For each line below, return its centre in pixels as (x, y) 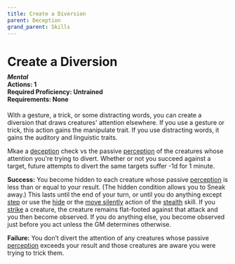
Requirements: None (38, 100)
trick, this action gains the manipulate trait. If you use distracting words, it (113, 130)
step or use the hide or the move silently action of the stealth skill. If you (111, 202)
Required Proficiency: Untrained (55, 92)
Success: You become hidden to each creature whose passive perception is (117, 179)
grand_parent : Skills (39, 27)
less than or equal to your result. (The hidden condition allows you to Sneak (116, 187)
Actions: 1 (22, 84)
